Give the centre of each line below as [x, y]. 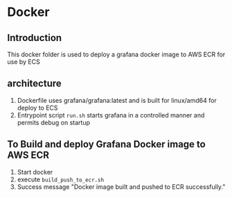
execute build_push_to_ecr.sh [61, 179]
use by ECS [24, 62]
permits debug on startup [53, 122]
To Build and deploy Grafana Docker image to [106, 144]
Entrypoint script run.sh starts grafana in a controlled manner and [111, 115]
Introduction [35, 38]
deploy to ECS [37, 108]
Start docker [35, 172]
